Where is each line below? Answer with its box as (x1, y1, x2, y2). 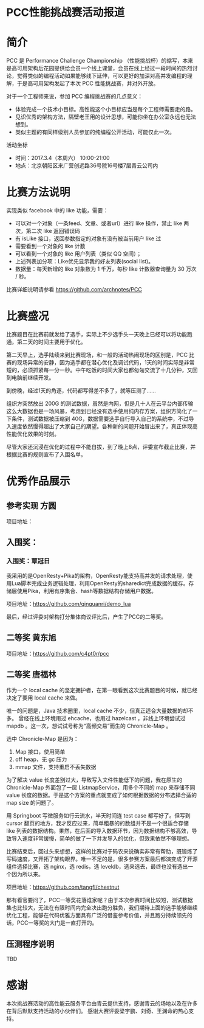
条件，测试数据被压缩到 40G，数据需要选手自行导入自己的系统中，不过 (11, 415, 189, 422)
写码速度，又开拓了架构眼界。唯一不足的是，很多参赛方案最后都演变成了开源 (6, 855, 198, 863)
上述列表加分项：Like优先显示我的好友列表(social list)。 (15, 258, 154, 265)
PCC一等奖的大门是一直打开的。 (16, 919, 98, 926)
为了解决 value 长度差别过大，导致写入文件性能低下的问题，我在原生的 (6, 776, 183, 783)
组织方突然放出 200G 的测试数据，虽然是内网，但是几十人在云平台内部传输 (6, 400, 194, 407)
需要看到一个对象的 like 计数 (15, 243, 86, 250)
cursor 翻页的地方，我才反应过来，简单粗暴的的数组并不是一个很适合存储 (6, 819, 189, 827)
